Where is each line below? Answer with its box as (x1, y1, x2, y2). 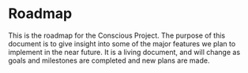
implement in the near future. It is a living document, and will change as (8, 47, 241, 57)
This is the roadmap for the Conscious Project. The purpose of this (8, 31, 226, 40)
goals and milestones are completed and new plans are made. (8, 56, 210, 65)
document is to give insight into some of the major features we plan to (8, 38, 236, 48)
